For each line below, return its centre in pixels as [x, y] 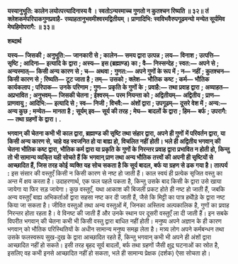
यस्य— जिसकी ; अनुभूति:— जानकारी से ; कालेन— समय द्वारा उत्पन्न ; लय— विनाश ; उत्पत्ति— [113, 55]
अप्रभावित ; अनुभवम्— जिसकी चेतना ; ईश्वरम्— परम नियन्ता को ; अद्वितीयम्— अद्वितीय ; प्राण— [114, 95]
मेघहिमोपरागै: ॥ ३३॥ [31, 27]
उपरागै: [219, 111]
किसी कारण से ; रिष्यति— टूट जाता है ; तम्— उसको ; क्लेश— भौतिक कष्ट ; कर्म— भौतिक [108, 79]
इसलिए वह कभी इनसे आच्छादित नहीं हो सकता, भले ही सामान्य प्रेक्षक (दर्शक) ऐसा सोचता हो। [109, 253]
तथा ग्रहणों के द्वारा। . [38, 119]
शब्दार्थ [15, 41]
